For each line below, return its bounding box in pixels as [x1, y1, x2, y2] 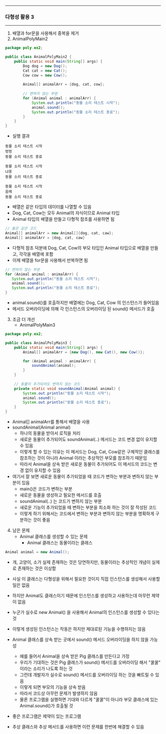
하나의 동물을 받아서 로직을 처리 [19, 430, 81, 436]
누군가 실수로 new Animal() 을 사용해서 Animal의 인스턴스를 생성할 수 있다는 [12, 609, 160, 615]
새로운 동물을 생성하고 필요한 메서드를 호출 [19, 492, 102, 498]
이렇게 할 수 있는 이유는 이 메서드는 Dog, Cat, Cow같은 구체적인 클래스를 [19, 449, 160, 455]
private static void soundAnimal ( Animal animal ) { [14, 386, 121, 391]
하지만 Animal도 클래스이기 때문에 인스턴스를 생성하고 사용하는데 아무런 [12, 592, 151, 598]
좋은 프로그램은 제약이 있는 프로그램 [12, 713, 82, 719]
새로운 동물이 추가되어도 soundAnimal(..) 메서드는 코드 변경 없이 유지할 [19, 437, 158, 442]
